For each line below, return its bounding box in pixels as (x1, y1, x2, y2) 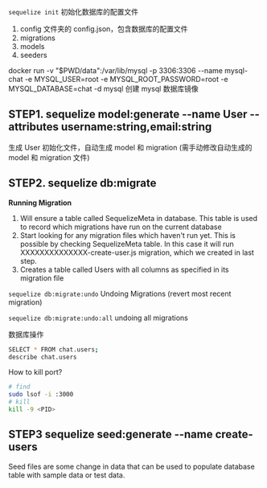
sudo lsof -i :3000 (8, 391, 74, 399)
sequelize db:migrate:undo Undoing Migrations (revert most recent (8, 289, 232, 298)
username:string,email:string (60, 120, 212, 134)
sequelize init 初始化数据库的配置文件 (8, 7, 139, 16)
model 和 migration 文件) (8, 152, 90, 162)
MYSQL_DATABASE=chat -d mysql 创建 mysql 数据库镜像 (8, 84, 199, 93)
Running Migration (8, 198, 72, 207)
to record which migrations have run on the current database (19, 222, 223, 232)
